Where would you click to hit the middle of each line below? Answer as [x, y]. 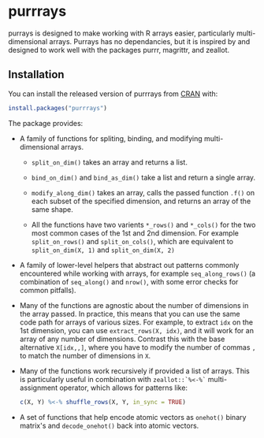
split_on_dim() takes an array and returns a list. [109, 162]
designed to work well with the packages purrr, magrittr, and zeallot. [119, 50]
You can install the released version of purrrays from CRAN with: [113, 94]
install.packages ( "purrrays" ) [58, 108]
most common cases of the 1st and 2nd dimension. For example [135, 233]
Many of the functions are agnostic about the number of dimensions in [134, 305]
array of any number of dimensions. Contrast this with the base [122, 339]
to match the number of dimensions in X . [85, 355]
